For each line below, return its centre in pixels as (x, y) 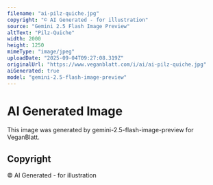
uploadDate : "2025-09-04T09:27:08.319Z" (66, 58)
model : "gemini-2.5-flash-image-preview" (67, 77)
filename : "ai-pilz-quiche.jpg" (53, 13)
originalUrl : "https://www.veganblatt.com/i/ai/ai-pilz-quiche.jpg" (107, 64)
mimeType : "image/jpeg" (41, 52)
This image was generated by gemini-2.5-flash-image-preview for (100, 130)
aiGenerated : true (33, 71)
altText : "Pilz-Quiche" (41, 33)
